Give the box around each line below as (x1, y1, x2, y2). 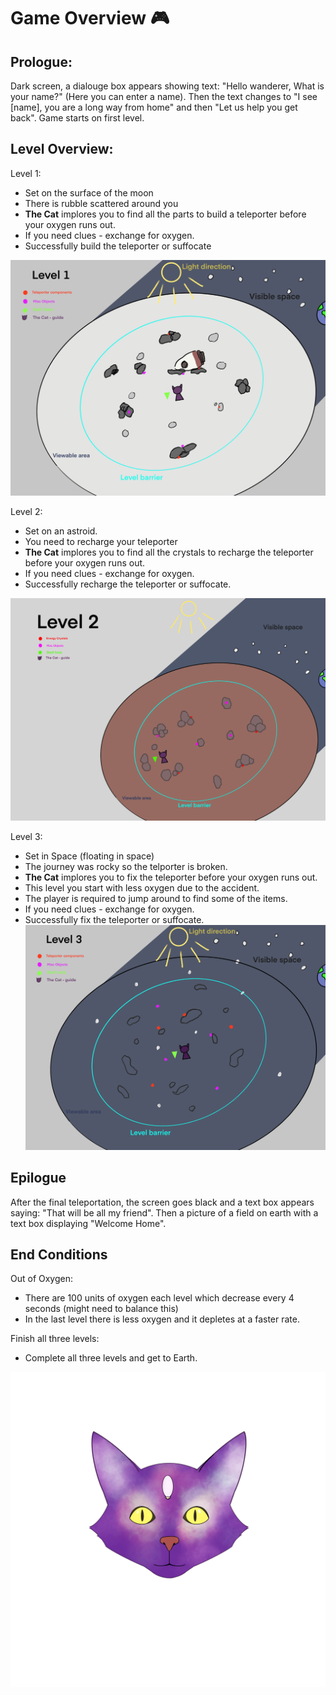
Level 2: (10, 506, 43, 518)
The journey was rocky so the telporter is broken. (24, 861, 228, 873)
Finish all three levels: (10, 1333, 100, 1345)
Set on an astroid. (24, 525, 98, 537)
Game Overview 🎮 (10, 7, 170, 30)
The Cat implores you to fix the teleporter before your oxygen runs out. (24, 871, 318, 884)
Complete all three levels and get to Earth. (24, 1352, 198, 1364)
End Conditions (10, 1246, 108, 1264)
